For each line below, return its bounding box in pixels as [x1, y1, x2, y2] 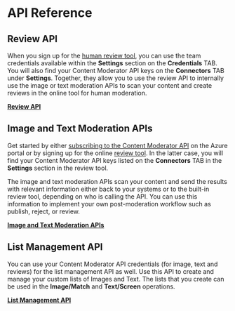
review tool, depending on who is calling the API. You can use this [7, 192, 198, 201]
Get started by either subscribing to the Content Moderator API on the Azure [7, 141, 228, 150]
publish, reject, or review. [7, 207, 81, 216]
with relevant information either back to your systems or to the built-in [7, 185, 210, 193]
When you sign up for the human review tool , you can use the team [7, 51, 201, 60]
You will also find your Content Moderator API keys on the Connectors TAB [7, 67, 224, 74]
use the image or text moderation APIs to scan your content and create [7, 81, 213, 89]
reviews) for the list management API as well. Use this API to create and [7, 267, 214, 275]
